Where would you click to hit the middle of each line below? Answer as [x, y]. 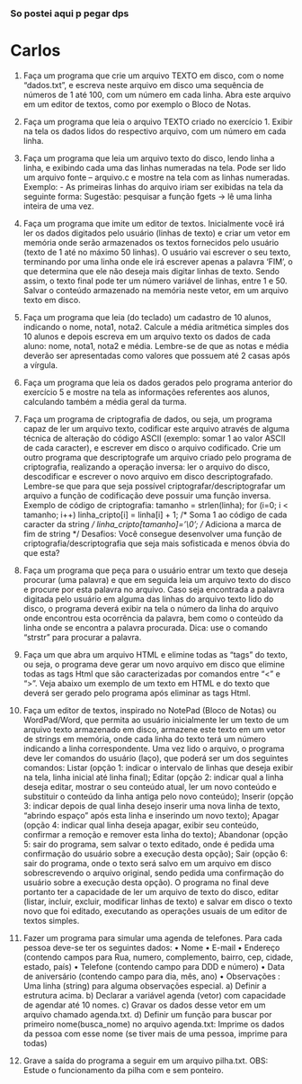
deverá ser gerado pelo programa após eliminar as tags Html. [137, 693]
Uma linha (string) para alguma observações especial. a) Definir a [145, 985]
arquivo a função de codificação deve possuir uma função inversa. [147, 495]
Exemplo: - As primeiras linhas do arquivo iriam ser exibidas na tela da [153, 186]
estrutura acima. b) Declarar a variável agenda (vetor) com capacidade [155, 995]
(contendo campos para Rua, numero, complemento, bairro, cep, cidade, [158, 957]
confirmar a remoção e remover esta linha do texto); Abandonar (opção [155, 834]
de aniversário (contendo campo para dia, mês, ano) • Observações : [152, 976]
